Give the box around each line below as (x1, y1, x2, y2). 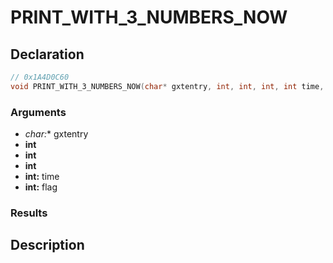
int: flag (24, 181, 58, 193)
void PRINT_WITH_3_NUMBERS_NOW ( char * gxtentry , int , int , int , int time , (10, 81, 325, 91)
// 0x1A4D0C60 (10, 72, 70, 82)
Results (10, 206, 48, 220)
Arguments (10, 105, 67, 119)
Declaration (10, 46, 85, 63)
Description (10, 237, 85, 254)
